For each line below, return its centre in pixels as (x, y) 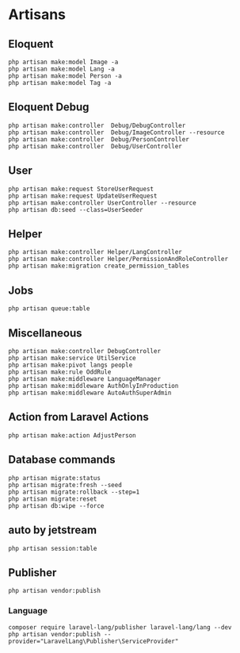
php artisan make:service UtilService (72, 359)
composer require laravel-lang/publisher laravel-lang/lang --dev (120, 627)
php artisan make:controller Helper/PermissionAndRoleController (118, 259)
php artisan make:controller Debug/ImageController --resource (116, 133)
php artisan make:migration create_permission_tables (99, 266)
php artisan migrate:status (55, 478)
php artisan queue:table (49, 309)
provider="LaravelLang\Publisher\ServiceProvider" (93, 641)
